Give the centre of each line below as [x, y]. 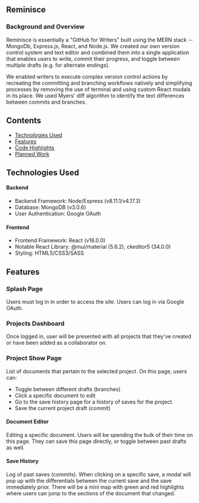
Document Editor [28, 421]
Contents [24, 121]
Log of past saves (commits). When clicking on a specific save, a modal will [99, 474]
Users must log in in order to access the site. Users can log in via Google [95, 302]
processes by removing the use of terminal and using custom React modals [99, 89]
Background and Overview [45, 27]
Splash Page [25, 289]
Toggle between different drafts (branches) [67, 389]
